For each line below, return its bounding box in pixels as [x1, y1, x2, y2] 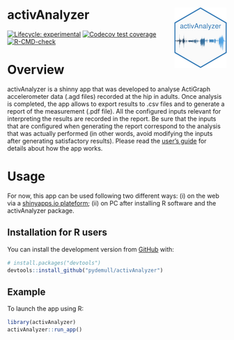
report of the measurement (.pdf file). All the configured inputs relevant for [7, 107, 221, 115]
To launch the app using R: [7, 304, 84, 313]
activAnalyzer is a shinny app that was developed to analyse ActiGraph [7, 84, 211, 93]
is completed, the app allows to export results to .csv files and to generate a [7, 100, 225, 108]
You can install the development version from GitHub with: [7, 245, 174, 254]
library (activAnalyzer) [7, 319, 77, 326]
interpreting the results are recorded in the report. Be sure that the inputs [7, 114, 217, 123]
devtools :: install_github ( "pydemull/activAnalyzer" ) [7, 267, 164, 274]
